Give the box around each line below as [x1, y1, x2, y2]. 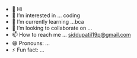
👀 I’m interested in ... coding [11, 12, 81, 19]
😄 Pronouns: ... [11, 40, 50, 47]
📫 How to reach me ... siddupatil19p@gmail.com [11, 31, 132, 38]
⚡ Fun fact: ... [11, 46, 44, 53]
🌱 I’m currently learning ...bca [11, 18, 84, 25]
